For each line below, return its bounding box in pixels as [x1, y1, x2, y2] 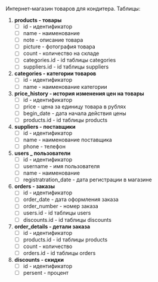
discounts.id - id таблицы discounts [23, 216, 111, 223]
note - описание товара [23, 36, 83, 44]
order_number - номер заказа [23, 203, 99, 210]
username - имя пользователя [23, 163, 100, 170]
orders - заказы [14, 183, 55, 190]
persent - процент [23, 269, 69, 276]
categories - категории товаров [14, 70, 97, 77]
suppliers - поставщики [14, 123, 76, 130]
